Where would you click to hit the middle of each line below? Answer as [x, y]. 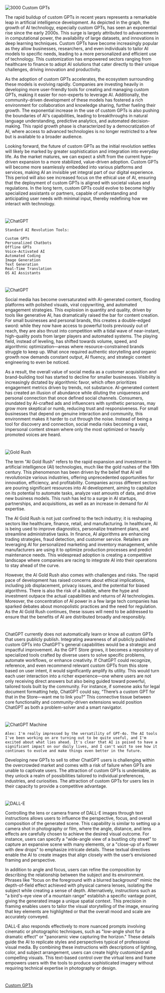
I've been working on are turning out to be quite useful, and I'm [76, 738]
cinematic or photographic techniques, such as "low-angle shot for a [75, 931]
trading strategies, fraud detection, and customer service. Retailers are [77, 539]
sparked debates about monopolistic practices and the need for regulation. [81, 606]
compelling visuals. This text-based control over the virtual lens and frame [81, 958]
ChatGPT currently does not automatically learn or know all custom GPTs [79, 634]
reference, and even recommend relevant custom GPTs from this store [77, 665]
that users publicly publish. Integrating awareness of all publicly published [80, 639]
